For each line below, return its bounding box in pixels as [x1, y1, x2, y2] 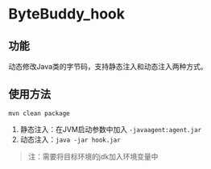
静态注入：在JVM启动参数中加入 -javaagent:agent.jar [19, 124, 202, 134]
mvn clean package [8, 109, 70, 117]
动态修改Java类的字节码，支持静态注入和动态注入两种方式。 [8, 62, 208, 71]
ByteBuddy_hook [8, 5, 125, 23]
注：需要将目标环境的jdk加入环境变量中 [27, 151, 159, 161]
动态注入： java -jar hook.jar [19, 134, 121, 144]
